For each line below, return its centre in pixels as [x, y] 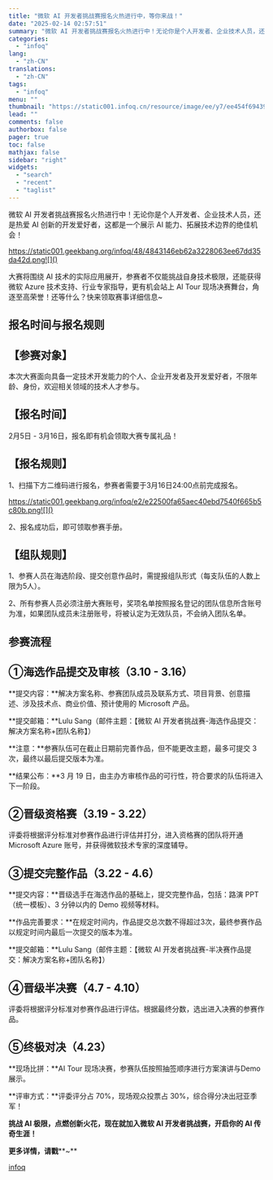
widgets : [23, 168]
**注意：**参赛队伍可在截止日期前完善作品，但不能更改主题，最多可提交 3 [133, 748]
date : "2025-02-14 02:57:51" [58, 24]
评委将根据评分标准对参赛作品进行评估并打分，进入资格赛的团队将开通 [126, 835]
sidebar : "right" [38, 160]
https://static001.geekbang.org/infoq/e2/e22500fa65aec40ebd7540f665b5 [135, 501]
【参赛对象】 [41, 355]
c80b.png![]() [31, 510]
